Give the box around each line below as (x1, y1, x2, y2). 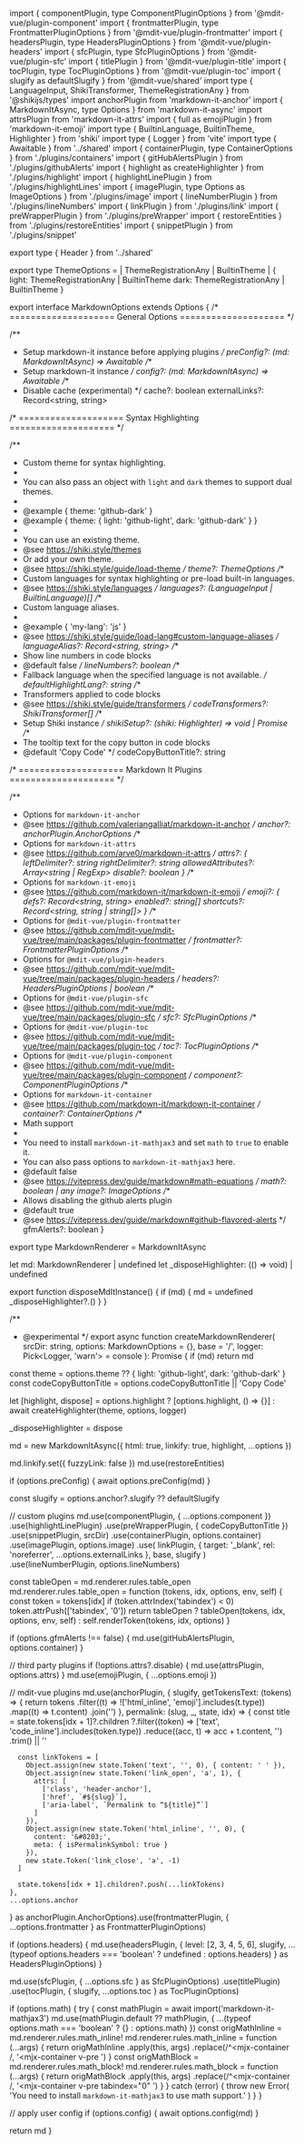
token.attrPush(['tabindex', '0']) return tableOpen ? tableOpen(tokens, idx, (9, 1606, 286, 1615)
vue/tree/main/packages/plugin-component (22, 1070, 188, 1080)
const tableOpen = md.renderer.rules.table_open (9, 1576, 191, 1587)
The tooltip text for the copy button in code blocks (22, 737, 211, 747)
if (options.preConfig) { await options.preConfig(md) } (9, 1476, 211, 1486)
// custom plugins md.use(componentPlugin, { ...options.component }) (9, 1511, 271, 1521)
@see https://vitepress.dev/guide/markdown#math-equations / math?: (22, 1176, 288, 1186)
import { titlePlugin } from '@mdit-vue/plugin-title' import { (68, 56, 288, 66)
